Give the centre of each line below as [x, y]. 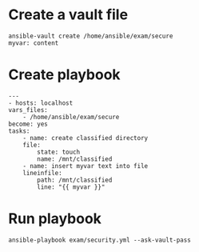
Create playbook [65, 75]
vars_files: [28, 110]
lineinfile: [42, 173]
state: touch [59, 152]
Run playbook [55, 219]
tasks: [19, 131]
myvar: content [34, 43]
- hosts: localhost [41, 103]
